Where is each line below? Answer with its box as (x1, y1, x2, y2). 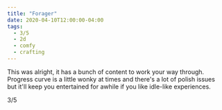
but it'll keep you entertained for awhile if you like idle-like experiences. (7, 82, 212, 91)
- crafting (13, 49, 45, 56)
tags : (7, 23, 23, 30)
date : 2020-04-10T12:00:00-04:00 (7, 17, 104, 24)
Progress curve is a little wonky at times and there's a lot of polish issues (7, 75, 215, 83)
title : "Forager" (7, 10, 58, 17)
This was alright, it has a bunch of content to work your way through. (7, 67, 205, 76)
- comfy (13, 42, 36, 49)
